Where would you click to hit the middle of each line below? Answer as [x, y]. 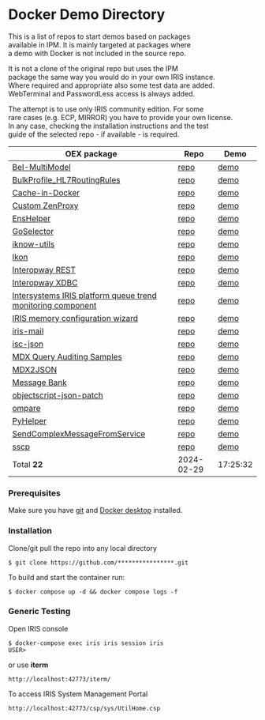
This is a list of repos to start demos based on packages [99, 36]
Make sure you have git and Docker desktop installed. [95, 511]
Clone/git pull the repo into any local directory [83, 548]
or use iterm [28, 665]
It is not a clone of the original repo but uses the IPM [93, 68]
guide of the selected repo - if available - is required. [94, 134]
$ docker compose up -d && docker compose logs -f [93, 592]
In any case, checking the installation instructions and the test [108, 126]
